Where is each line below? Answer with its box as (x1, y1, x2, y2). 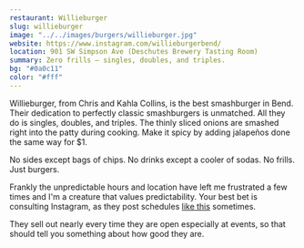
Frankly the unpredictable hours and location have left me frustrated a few (9, 181, 289, 192)
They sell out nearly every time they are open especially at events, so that (9, 218, 287, 229)
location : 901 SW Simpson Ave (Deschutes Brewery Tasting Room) (9, 47, 258, 57)
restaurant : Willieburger (9, 13, 107, 23)
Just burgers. (9, 163, 60, 174)
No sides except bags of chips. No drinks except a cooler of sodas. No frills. (9, 154, 296, 165)
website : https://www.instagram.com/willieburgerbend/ (9, 38, 222, 48)
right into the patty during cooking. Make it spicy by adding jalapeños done (9, 127, 291, 138)
